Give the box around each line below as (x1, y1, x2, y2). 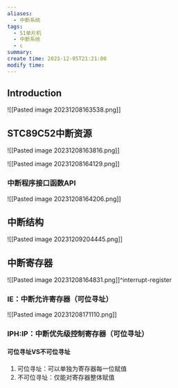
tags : (7, 23, 23, 30)
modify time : (7, 62, 45, 69)
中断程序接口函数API (7, 178, 76, 188)
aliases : (7, 10, 33, 17)
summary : (7, 49, 33, 56)
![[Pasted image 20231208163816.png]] (7, 146, 120, 155)
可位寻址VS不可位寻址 (7, 347, 71, 355)
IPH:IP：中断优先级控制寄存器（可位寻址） (7, 329, 149, 339)
